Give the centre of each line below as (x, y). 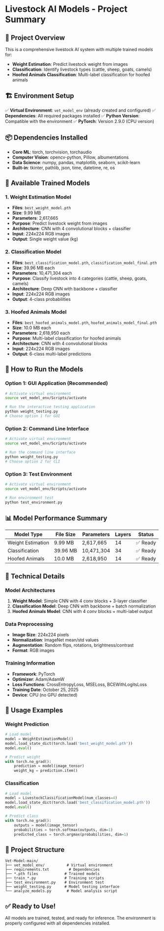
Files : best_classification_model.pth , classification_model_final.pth (84, 262)
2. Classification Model (33, 252)
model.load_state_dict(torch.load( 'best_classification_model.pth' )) (78, 803)
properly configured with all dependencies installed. (58, 923)
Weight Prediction (27, 724)
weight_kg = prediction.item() (46, 771)
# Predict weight (23, 757)
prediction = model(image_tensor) (49, 766)
